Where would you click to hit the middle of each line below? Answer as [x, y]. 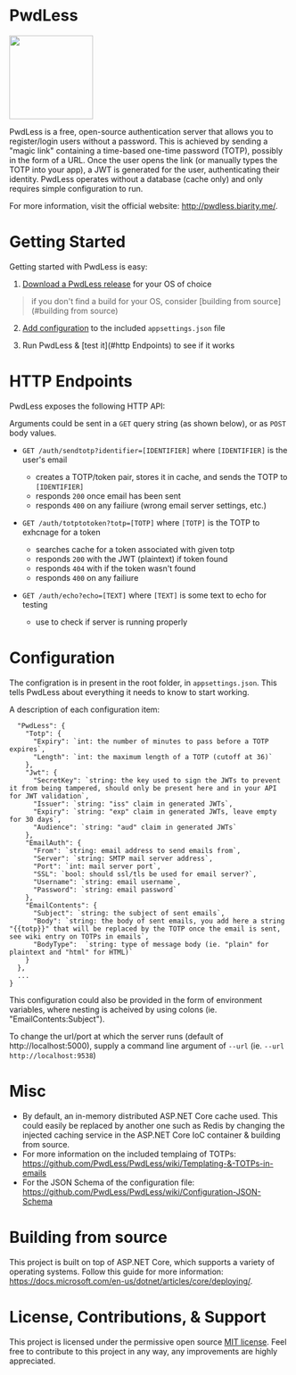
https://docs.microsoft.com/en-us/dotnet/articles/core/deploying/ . [131, 1280]
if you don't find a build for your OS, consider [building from [141, 301]
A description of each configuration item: [85, 709]
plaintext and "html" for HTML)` [71, 952]
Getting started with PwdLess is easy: [78, 266]
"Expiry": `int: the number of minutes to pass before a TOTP [151, 741]
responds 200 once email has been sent [108, 495]
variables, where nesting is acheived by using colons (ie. [113, 1009]
